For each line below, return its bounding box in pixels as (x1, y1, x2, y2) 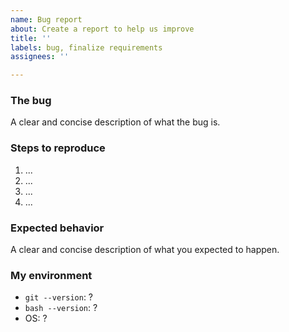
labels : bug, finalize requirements (10, 42, 163, 53)
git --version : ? (24, 291, 94, 303)
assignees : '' (10, 52, 70, 62)
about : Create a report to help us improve (10, 24, 195, 34)
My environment (10, 268, 93, 282)
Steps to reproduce (10, 141, 106, 155)
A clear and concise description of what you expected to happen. (10, 244, 280, 256)
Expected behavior (10, 221, 105, 235)
